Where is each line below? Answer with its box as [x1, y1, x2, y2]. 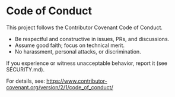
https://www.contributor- [46, 77, 108, 85]
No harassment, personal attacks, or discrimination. [14, 48, 141, 55]
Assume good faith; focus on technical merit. [14, 42, 125, 49]
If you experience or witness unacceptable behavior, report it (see [6, 60, 168, 67]
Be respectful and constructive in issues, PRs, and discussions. [14, 35, 170, 42]
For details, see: [6, 77, 46, 85]
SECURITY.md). [6, 65, 45, 73]
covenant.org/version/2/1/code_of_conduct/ [6, 83, 114, 90]
